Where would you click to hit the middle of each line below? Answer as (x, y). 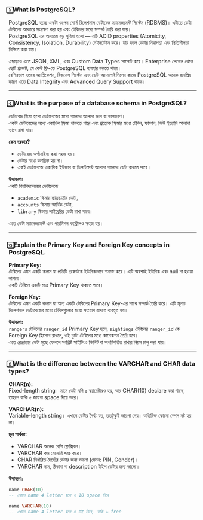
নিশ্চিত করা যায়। (23, 50)
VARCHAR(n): (26, 409)
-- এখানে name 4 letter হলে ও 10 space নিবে (59, 495)
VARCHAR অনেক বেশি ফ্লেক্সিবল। (49, 446)
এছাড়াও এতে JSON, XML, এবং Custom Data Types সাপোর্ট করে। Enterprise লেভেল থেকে (101, 62)
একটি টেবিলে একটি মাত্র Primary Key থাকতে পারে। (56, 285)
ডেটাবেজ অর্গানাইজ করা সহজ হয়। (46, 153)
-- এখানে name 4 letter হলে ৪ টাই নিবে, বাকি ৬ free (65, 512)
